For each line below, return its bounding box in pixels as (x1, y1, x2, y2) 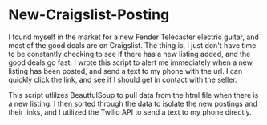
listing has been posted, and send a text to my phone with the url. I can (8, 66, 243, 75)
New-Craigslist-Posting (8, 6, 170, 24)
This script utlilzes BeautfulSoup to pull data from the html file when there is (8, 90, 259, 99)
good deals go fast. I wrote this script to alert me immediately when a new (8, 58, 253, 67)
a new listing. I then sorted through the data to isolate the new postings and (8, 99, 258, 108)
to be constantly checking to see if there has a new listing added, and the (8, 49, 251, 58)
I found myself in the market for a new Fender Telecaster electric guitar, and (8, 32, 259, 42)
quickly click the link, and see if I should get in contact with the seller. (8, 75, 238, 84)
